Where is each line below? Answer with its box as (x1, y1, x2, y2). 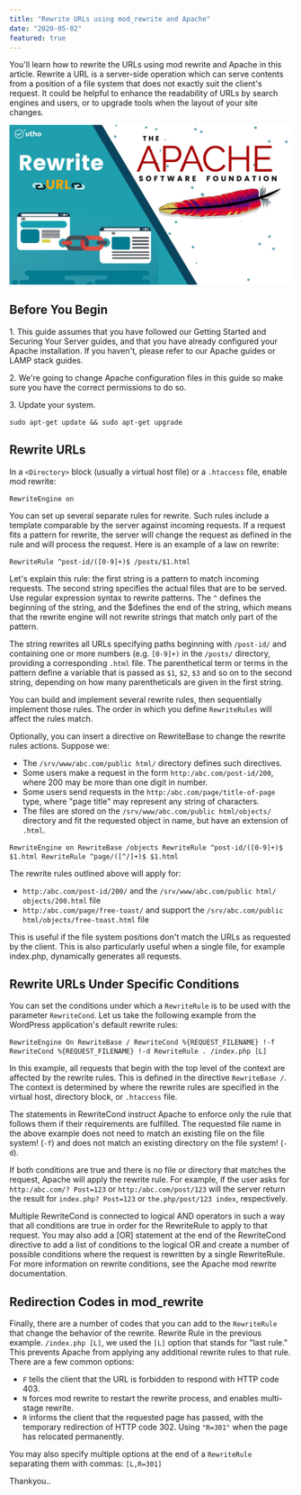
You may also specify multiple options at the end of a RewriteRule (9, 1449, 252, 1460)
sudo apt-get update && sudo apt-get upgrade (9, 418, 182, 427)
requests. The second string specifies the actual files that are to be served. (9, 582, 288, 593)
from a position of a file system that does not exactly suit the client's (9, 78, 262, 89)
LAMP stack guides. (9, 355, 84, 365)
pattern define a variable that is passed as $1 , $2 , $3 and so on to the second (9, 667, 292, 678)
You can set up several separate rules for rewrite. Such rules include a (9, 509, 270, 521)
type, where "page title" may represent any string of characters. (22, 796, 260, 806)
